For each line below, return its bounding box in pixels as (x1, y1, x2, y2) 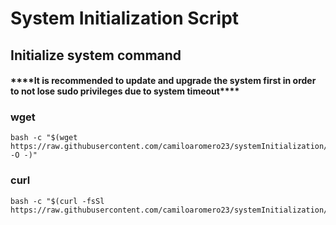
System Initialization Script (10, 7, 240, 30)
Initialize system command (10, 47, 182, 64)
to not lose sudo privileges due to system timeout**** (10, 85, 240, 97)
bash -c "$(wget (10, 133, 78, 143)
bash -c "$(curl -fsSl (10, 196, 105, 206)
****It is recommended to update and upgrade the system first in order (10, 75, 317, 87)
